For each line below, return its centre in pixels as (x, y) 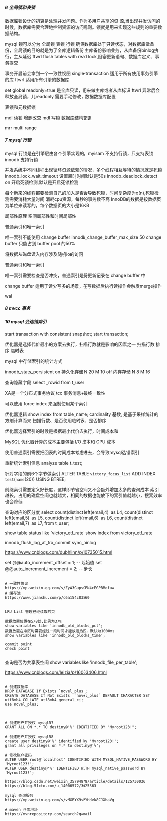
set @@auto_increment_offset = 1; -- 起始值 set (54, 563)
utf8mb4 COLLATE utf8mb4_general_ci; (44, 700)
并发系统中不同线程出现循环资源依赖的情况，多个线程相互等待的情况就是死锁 (83, 170)
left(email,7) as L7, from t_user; (37, 523)
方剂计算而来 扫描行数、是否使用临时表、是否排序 (56, 421)
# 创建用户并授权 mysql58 (29, 737)
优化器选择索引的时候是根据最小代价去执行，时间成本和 (62, 431)
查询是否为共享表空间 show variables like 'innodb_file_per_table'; (71, 662)
